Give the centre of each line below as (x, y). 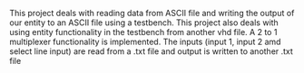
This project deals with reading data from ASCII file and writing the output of (152, 13)
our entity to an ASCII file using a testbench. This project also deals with (144, 23)
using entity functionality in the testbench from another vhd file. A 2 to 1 (143, 32)
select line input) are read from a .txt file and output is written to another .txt (151, 51)
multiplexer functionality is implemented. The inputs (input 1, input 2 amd (145, 41)
